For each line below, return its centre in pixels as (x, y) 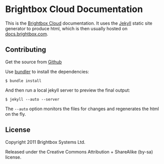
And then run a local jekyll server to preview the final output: (68, 90)
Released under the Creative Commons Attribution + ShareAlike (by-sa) (79, 151)
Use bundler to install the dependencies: (47, 71)
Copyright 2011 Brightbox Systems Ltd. (45, 142)
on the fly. (16, 114)
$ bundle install (23, 81)
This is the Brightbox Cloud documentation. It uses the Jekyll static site (79, 23)
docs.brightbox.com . (27, 34)
